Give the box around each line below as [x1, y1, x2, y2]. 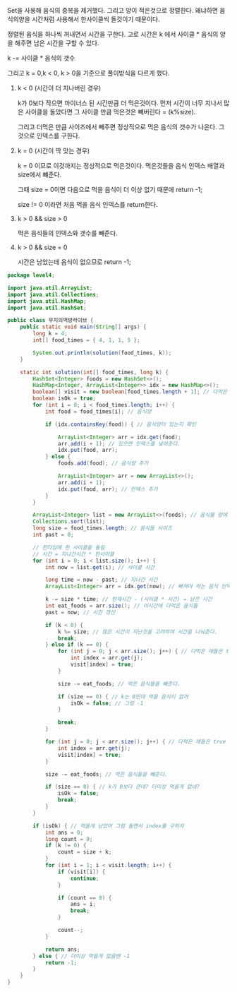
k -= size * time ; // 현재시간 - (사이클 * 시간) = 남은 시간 [44, 596, 213, 603]
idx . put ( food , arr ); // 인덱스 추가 [57, 486, 159, 493]
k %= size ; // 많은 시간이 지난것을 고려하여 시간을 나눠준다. [57, 628, 218, 635]
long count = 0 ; [44, 835, 93, 842]
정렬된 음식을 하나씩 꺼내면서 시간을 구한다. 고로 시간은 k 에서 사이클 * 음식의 [7, 30, 219, 38]
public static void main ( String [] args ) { [20, 323, 147, 330]
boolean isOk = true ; [32, 395, 97, 402]
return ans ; [44, 945, 80, 953]
